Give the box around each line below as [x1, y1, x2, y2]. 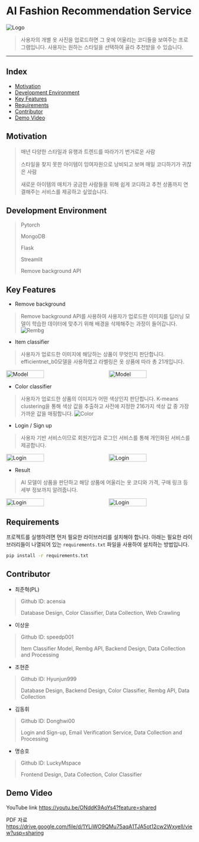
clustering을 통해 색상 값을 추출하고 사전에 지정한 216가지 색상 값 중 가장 [20, 403, 190, 410]
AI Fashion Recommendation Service [6, 4, 192, 18]
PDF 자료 [6, 816, 28, 823]
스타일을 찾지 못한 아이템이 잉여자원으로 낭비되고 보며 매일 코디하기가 [20, 161, 181, 168]
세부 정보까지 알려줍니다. [20, 486, 78, 494]
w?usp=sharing [6, 829, 44, 836]
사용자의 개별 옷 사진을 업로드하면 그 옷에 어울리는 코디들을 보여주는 [20, 36, 178, 43]
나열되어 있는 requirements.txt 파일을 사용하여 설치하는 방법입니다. [31, 541, 190, 548]
